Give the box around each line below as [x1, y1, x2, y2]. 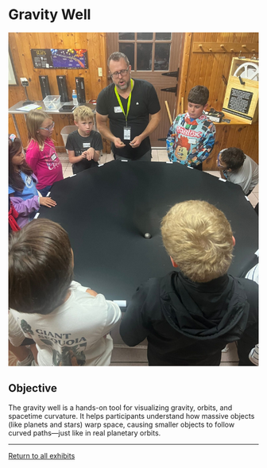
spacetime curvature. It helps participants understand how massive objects [8, 411, 255, 420]
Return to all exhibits [8, 451, 75, 460]
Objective [8, 381, 58, 395]
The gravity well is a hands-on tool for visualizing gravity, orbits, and [8, 403, 233, 412]
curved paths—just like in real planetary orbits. [8, 427, 161, 438]
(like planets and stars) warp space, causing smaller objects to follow [8, 420, 235, 429]
